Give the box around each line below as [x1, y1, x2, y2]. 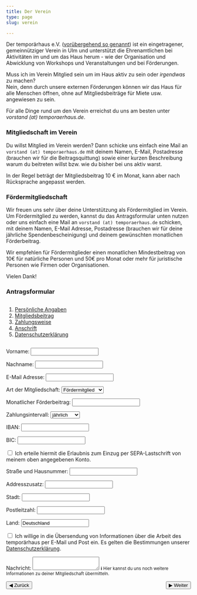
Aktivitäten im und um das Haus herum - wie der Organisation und [6, 54, 166, 61]
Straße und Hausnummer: [6, 468, 69, 475]
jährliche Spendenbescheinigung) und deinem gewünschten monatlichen [6, 231, 183, 238]
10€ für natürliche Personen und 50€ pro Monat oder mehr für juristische [6, 255, 183, 262]
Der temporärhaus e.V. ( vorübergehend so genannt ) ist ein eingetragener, [6, 41, 184, 48]
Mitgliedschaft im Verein [6, 128, 77, 137]
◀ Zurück [9, 582, 29, 589]
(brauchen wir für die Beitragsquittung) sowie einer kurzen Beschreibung [6, 154, 183, 161]
